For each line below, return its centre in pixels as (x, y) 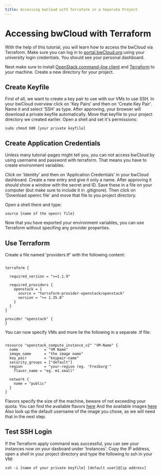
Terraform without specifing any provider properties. (57, 228)
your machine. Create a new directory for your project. (59, 72)
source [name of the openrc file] (40, 214)
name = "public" (30, 384)
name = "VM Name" (39, 350)
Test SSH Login (29, 432)
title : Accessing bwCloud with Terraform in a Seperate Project (71, 9)
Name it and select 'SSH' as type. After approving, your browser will (73, 109)
